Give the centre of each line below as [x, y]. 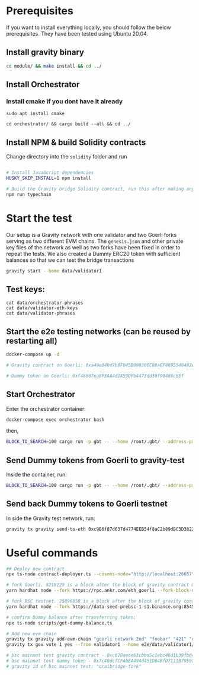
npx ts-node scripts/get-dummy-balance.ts [59, 623]
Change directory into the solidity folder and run [67, 157]
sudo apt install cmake [36, 114]
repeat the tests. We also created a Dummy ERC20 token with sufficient [93, 253]
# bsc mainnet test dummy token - [49, 661]
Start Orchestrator [41, 394]
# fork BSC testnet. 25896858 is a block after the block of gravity [94, 601]
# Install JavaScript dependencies [50, 173]
